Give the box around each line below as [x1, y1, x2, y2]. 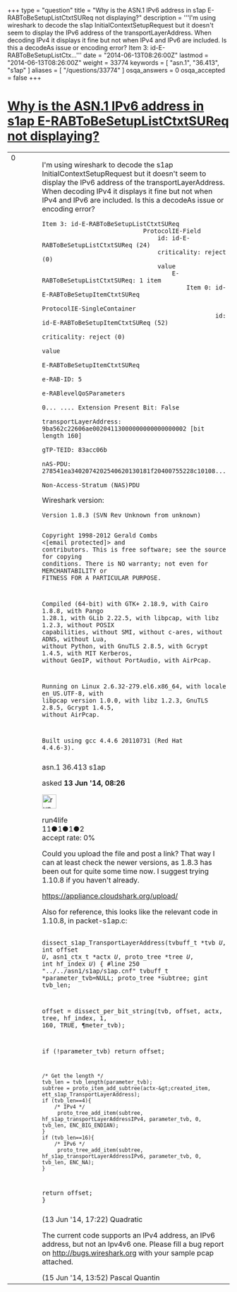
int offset [42, 945, 79, 954]
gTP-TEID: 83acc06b [42, 445, 107, 454]
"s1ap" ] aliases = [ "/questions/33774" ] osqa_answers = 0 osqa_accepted [7, 66, 226, 74]
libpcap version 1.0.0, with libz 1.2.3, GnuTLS [42, 696, 209, 705]
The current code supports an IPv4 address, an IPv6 [42, 1230, 215, 1240]
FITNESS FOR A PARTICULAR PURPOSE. [42, 573, 162, 582]
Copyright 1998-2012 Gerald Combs [42, 531, 158, 539]
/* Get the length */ [42, 1072, 104, 1079]
